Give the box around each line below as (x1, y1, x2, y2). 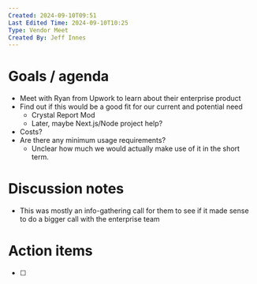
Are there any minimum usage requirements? (19, 136, 166, 145)
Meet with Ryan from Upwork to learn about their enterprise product (19, 94, 242, 103)
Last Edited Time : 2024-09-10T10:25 (8, 19, 128, 27)
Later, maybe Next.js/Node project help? (31, 119, 163, 129)
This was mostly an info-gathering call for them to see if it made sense (19, 206, 250, 215)
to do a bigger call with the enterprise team (19, 215, 160, 224)
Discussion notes (8, 180, 125, 198)
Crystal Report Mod (31, 110, 95, 120)
